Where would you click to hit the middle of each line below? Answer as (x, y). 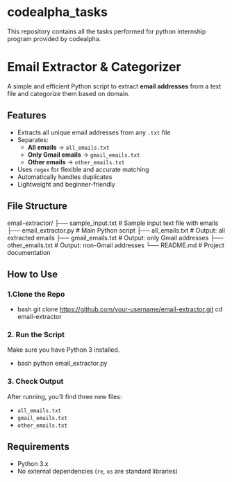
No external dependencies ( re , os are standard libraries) (98, 471)
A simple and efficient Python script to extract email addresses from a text (114, 86)
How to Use (33, 274)
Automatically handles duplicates (65, 177)
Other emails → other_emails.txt (76, 162)
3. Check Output (35, 382)
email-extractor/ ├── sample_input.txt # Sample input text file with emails (113, 223)
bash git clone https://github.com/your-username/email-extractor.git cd (120, 309)
